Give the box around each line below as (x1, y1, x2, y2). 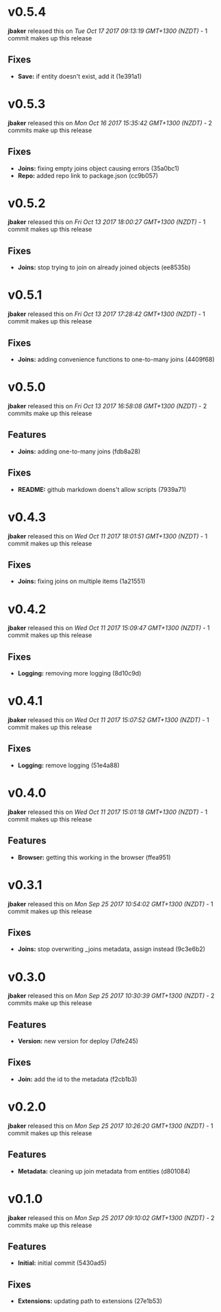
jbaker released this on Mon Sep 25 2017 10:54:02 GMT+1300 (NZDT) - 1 (8, 900, 214, 908)
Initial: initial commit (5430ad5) (17, 1259, 107, 1267)
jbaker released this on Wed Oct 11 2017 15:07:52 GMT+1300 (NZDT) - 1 (8, 716, 209, 723)
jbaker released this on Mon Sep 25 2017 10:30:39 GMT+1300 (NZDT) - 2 (8, 991, 215, 1000)
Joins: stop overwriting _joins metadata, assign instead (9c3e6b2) (17, 945, 206, 953)
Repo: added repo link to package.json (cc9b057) (17, 171, 159, 180)
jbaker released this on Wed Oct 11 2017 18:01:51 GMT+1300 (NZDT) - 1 (8, 532, 208, 540)
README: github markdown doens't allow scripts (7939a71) (17, 485, 187, 493)
